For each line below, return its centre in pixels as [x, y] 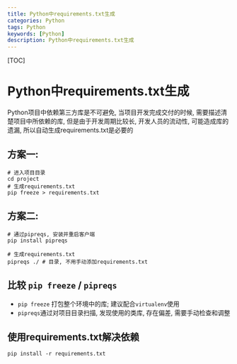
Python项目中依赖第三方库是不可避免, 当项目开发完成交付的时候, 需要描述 [114, 112]
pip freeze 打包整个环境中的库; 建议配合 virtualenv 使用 [99, 304]
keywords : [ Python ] [36, 34]
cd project [23, 179]
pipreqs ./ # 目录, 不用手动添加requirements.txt [78, 262]
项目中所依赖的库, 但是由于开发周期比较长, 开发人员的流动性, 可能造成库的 [121, 121]
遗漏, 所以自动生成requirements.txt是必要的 [70, 130]
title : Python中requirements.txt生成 [61, 14]
